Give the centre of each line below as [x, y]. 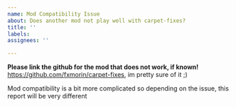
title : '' [22, 27]
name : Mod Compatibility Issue [54, 14]
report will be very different [47, 96]
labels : [19, 34]
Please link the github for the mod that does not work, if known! [103, 67]
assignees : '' [28, 41]
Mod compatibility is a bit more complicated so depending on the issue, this [118, 88]
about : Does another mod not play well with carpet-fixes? [97, 21]
